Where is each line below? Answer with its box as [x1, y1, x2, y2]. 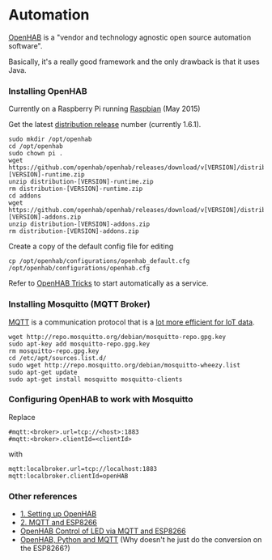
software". [8, 40, 43, 50]
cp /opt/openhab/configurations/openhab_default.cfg [8, 257, 190, 265]
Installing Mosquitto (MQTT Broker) [8, 299, 151, 310]
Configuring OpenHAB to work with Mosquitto [8, 394, 193, 405]
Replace [8, 412, 36, 422]
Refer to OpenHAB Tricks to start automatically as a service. [8, 278, 209, 288]
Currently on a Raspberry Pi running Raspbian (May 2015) [8, 104, 201, 114]
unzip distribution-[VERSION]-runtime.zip [8, 178, 154, 186]
